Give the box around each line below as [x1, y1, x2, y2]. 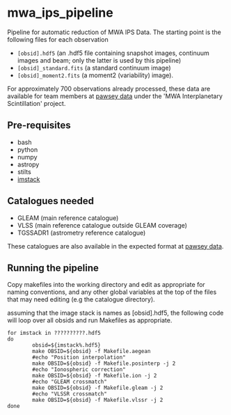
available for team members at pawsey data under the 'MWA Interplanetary [7, 92, 223, 100]
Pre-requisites [7, 120, 71, 132]
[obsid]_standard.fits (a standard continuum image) [17, 63, 172, 72]
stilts [17, 167, 31, 175]
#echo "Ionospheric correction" [32, 366, 127, 373]
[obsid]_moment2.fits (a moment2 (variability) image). [17, 71, 174, 79]
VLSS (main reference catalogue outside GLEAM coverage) [17, 221, 188, 229]
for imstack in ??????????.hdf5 [7, 329, 101, 337]
